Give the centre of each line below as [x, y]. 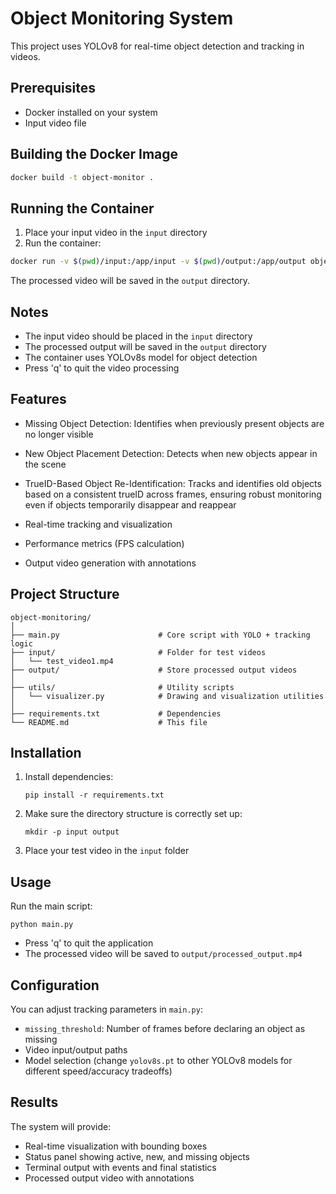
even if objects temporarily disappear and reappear [130, 504]
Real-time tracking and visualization [98, 524]
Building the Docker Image [94, 154]
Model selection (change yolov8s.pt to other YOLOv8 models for [158, 1060]
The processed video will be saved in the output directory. [130, 281]
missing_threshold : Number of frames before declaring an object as [165, 1028]
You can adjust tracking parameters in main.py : [106, 1009]
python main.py [42, 925]
